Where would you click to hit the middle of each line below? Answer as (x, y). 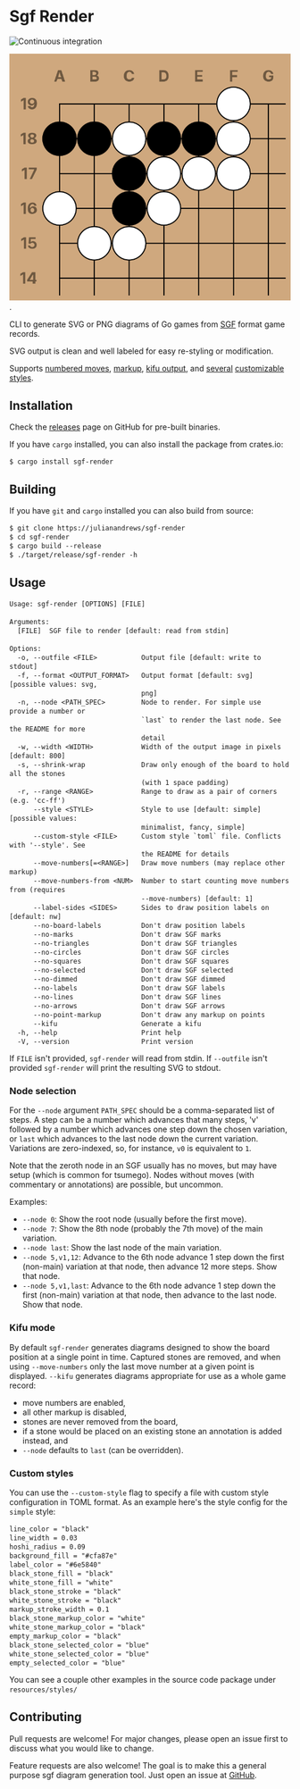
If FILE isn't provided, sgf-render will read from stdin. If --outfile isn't (138, 1058)
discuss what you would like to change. (82, 1748)
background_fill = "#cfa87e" (63, 1556)
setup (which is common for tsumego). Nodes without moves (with (132, 1175)
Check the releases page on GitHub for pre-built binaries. (115, 427)
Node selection (43, 1091)
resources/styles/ (43, 1690)
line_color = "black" (50, 1529)
